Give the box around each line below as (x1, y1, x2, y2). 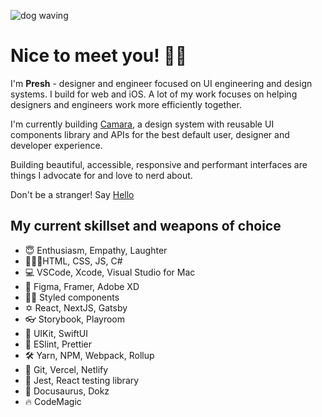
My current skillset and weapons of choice (10, 218, 282, 235)
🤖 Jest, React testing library (24, 374, 140, 386)
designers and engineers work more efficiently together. (10, 98, 242, 110)
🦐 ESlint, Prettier (24, 338, 93, 350)
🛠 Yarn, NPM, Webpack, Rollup (24, 349, 155, 361)
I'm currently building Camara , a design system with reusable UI (10, 118, 275, 130)
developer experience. (10, 139, 103, 151)
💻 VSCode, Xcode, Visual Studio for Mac (24, 266, 196, 278)
